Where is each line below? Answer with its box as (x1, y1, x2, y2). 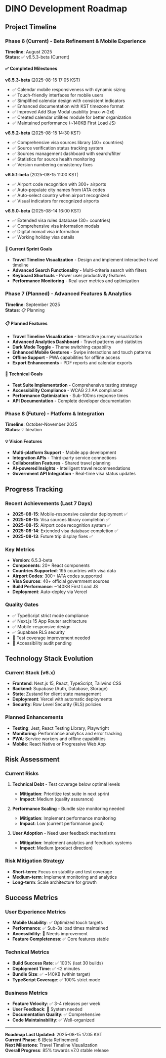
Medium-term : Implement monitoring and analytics (12, 874, 117, 880)
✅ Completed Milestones (5, 65, 58, 72)
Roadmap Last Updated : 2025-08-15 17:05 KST (5, 1032, 103, 1038)
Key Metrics (5, 546, 35, 553)
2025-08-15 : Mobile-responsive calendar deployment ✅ (12, 511, 128, 517)
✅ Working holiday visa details (12, 234, 75, 240)
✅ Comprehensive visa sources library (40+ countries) (12, 140, 124, 146)
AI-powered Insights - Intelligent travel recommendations (12, 465, 130, 471)
